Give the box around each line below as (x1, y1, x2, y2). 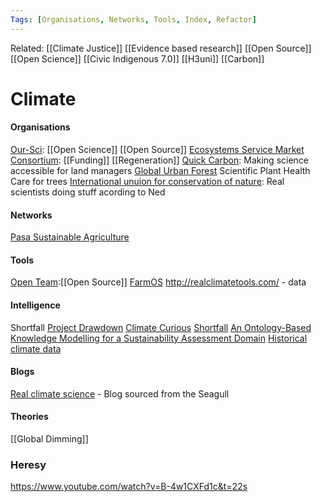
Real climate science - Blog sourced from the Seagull (10, 387, 230, 400)
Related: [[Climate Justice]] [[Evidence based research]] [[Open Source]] (10, 42, 312, 54)
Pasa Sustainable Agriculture (10, 231, 130, 243)
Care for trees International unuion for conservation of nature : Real (10, 176, 285, 188)
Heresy (10, 457, 47, 471)
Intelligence (10, 299, 61, 311)
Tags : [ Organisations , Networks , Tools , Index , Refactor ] (10, 14, 257, 25)
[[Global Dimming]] (10, 433, 89, 445)
